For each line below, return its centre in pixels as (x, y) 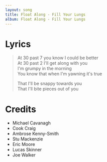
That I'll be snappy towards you (50, 84)
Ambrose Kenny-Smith (35, 134)
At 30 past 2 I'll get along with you (53, 63)
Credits (21, 109)
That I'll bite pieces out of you (48, 89)
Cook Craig (24, 128)
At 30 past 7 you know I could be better (58, 58)
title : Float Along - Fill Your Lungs (45, 15)
